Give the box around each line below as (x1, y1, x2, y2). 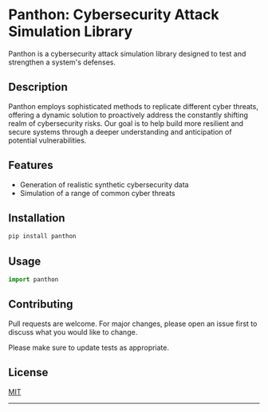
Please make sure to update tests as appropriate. (8, 343, 170, 352)
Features (8, 159, 53, 172)
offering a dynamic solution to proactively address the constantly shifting (8, 110, 249, 120)
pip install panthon (8, 233, 77, 241)
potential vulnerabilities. (8, 135, 87, 145)
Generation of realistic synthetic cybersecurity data (19, 179, 189, 189)
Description (8, 80, 68, 94)
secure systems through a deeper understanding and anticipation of (8, 127, 233, 136)
